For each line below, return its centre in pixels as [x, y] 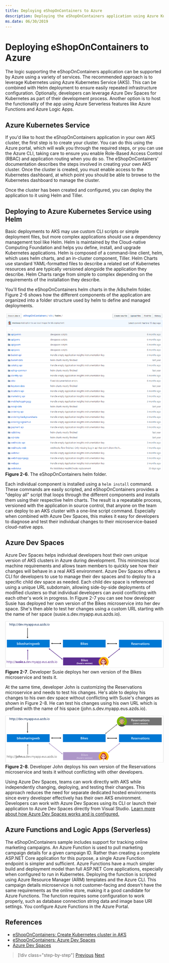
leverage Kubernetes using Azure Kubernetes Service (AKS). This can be [81, 82]
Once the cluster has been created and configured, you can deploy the [79, 190]
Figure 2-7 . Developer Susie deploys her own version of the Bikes [73, 672]
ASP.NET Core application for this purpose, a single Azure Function [75, 858]
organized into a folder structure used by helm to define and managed [78, 300]
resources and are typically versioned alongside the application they [76, 269]
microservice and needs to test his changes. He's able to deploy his [75, 693]
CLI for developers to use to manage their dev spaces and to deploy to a [80, 576]
